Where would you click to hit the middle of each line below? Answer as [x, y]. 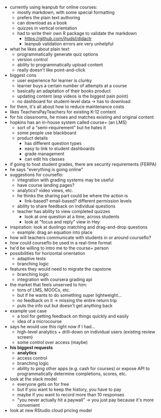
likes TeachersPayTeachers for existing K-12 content [63, 112]
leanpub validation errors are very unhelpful [69, 44]
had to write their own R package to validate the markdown [77, 33]
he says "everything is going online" [47, 169]
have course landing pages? [46, 185]
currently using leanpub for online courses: [53, 7]
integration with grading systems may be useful [65, 180]
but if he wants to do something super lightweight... [69, 295]
